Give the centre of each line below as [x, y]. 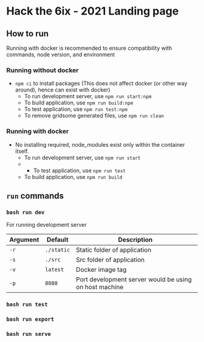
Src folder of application [110, 260]
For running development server [46, 225]
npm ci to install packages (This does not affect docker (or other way [101, 84]
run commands [35, 196]
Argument [24, 240]
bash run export [30, 319]
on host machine [100, 287]
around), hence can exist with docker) [63, 90]
